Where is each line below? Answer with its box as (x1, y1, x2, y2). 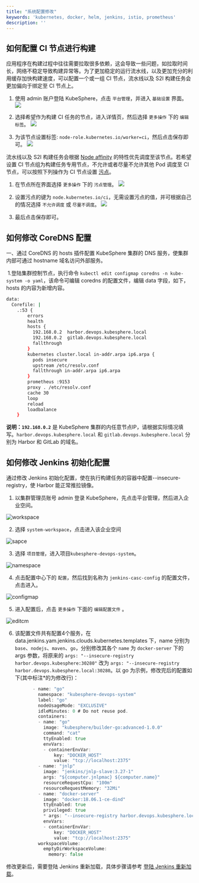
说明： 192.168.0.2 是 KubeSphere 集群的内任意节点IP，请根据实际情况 (6, 424, 179, 431)
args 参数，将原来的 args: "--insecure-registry (14, 652, 134, 659)
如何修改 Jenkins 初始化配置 (6, 458, 110, 468)
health (27, 318, 44, 324)
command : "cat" (43, 730, 81, 736)
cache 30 (27, 390, 49, 396)
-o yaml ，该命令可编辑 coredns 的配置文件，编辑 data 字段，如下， (24, 277, 189, 284)
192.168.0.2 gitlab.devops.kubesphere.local (32, 335, 147, 341)
